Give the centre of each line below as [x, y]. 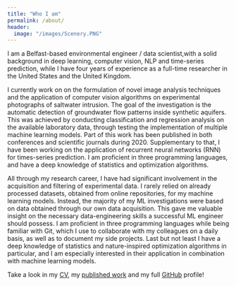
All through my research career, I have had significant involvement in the [112, 179]
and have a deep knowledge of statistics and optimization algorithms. [108, 165]
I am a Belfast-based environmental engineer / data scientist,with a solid [112, 54]
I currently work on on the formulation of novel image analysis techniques [114, 90]
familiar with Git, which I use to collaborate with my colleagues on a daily [113, 231]
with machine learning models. [52, 261]
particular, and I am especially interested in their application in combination [116, 254]
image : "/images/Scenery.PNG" [58, 34]
